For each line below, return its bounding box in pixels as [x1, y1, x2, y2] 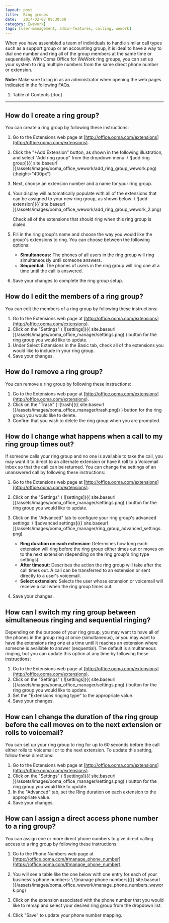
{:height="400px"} [12, 170, 51, 177]
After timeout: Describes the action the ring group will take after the [20, 562, 162, 568]
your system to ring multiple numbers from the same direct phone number [5, 62, 159, 68]
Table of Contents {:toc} [12, 92, 63, 98]
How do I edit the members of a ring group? [5, 292, 143, 301]
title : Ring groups [5, 12, 49, 17]
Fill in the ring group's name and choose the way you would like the [12, 231, 152, 237]
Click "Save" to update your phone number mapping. [12, 912, 122, 918]
